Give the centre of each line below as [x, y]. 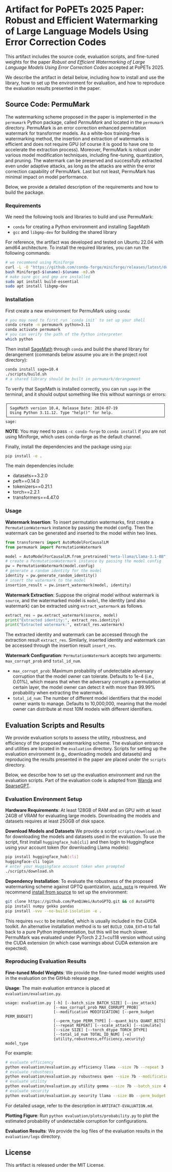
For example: [19, 1053]
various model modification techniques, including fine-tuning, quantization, [84, 155]
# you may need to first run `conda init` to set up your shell [75, 320]
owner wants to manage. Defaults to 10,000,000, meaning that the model [90, 704]
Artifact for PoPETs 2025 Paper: [75, 10]
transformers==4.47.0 [36, 497]
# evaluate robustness [29, 1072]
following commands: [28, 253]
